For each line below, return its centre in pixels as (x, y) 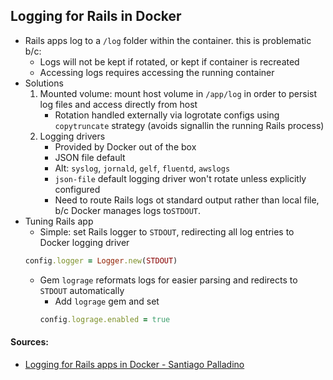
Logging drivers (72, 136)
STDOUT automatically (82, 290)
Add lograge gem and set (107, 301)
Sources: (29, 342)
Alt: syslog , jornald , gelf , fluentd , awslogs (142, 168)
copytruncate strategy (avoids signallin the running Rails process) (189, 125)
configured (77, 189)
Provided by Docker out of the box (125, 146)
